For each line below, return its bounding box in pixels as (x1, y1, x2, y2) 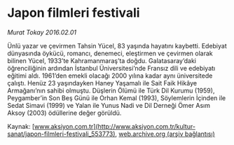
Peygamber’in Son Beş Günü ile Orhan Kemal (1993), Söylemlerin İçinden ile (7, 93, 226, 102)
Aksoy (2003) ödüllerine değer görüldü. (7, 109, 122, 117)
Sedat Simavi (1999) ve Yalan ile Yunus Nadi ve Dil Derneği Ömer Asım (7, 101, 210, 109)
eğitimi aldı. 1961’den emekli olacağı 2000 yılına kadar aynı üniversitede (7, 71, 213, 80)
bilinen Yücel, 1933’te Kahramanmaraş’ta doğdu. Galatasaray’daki (7, 56, 196, 64)
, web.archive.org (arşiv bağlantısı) (115, 130, 215, 138)
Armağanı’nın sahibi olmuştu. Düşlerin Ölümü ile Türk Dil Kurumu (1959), (7, 86, 215, 95)
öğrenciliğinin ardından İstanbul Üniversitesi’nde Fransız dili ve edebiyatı (7, 64, 216, 72)
